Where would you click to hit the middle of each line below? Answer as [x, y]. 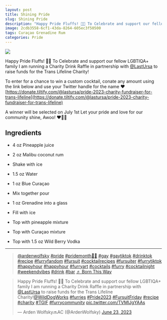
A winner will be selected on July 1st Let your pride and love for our [74, 112]
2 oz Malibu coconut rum [38, 154]
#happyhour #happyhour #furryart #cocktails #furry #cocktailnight [86, 266]
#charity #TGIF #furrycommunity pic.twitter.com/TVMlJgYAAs [81, 302]
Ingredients [23, 133]
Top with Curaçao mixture [39, 231]
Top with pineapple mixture [40, 222]
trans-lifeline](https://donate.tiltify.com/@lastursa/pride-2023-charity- [77, 97]
